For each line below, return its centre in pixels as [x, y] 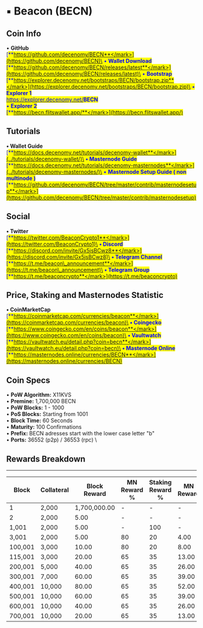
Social [18, 216]
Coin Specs [28, 380]
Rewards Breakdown [46, 459]
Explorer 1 [19, 93]
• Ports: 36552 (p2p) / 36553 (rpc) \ [52, 440]
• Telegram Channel [137, 257]
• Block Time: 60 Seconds [40, 421]
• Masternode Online [149, 348]
